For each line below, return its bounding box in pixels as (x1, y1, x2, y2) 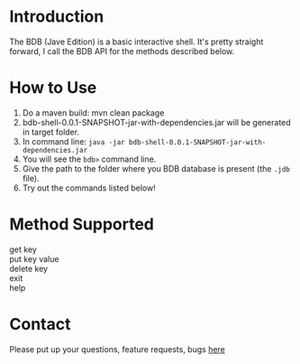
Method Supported (9, 214, 155, 235)
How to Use (9, 78, 97, 98)
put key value (9, 253, 59, 264)
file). (22, 173, 40, 183)
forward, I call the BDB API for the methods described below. (9, 45, 235, 56)
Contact (9, 314, 71, 334)
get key (9, 244, 38, 255)
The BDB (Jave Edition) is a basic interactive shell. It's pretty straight (9, 36, 264, 47)
